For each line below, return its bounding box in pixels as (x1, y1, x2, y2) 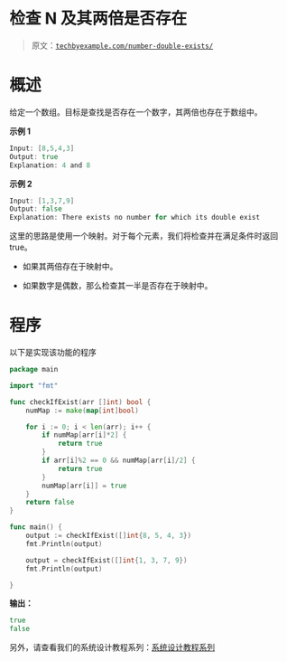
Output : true (9, 152, 59, 161)
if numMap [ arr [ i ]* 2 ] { (42, 430, 127, 439)
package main (9, 365, 59, 374)
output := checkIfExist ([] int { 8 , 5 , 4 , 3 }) (25, 531, 192, 541)
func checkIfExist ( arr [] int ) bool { (9, 397, 152, 407)
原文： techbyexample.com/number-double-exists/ (31, 40, 214, 51)
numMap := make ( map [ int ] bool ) (25, 406, 140, 415)
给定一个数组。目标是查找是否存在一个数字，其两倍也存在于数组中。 (9, 106, 263, 118)
